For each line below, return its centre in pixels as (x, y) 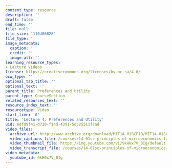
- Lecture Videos (24, 67)
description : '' (23, 15)
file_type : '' (20, 39)
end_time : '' (19, 24)
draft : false (19, 19)
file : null (17, 29)
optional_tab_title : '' (31, 81)
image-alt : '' (25, 58)
